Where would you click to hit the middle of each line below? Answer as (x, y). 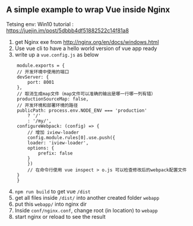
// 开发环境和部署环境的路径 (48, 105)
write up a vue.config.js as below (57, 54)
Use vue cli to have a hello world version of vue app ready (86, 48)
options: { (41, 148)
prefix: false (55, 153)
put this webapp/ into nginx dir (51, 204)
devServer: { (33, 77)
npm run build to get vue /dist (53, 191)
